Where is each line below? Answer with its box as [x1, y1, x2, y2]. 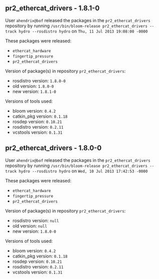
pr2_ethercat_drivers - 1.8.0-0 [5, 144, 102, 152]
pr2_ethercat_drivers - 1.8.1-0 [5, 4, 100, 13]
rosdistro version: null [12, 217, 59, 223]
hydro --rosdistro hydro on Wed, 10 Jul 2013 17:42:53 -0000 [18, 168, 148, 174]
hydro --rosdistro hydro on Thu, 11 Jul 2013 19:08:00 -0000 [18, 28, 148, 34]
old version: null [12, 223, 48, 229]
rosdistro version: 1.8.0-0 [12, 77, 66, 83]
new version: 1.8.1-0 [12, 88, 56, 95]
